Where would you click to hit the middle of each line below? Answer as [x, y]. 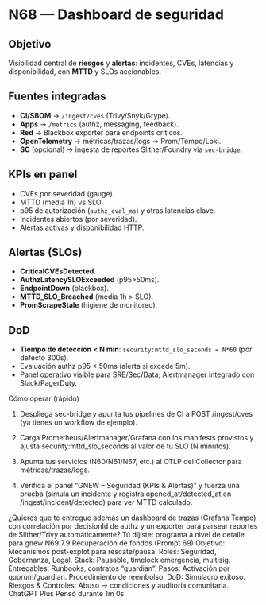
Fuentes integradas [57, 97]
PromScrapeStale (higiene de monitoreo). [89, 305]
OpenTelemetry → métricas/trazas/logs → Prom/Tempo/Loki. [120, 141]
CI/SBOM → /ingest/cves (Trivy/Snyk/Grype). [95, 115]
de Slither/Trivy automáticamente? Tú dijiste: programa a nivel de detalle [126, 535]
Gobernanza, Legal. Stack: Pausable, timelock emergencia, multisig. [120, 560]
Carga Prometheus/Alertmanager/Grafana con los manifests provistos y [137, 438]
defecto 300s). [44, 358]
